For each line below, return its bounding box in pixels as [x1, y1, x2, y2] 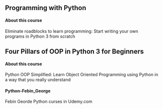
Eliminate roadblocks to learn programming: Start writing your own [5, 28, 139, 34]
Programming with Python [5, 4, 87, 12]
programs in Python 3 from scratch [5, 33, 75, 39]
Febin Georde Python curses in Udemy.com [5, 99, 92, 105]
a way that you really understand [5, 77, 71, 83]
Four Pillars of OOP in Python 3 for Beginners [5, 47, 144, 55]
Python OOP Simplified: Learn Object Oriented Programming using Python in [5, 72, 159, 78]
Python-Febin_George [5, 88, 51, 93]
